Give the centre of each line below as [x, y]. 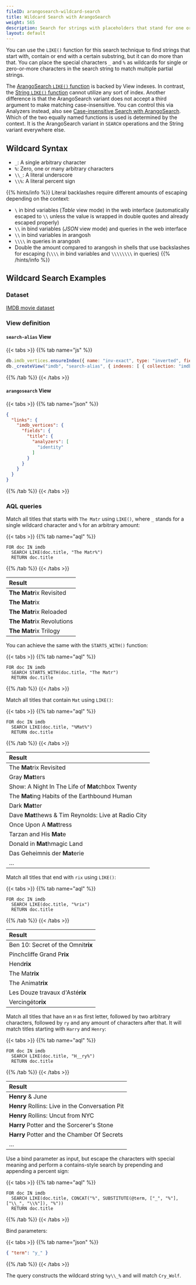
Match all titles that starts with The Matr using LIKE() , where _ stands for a [95, 519]
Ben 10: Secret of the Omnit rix [51, 945]
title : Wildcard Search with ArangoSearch [58, 17]
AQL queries [24, 506]
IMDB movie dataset [30, 308]
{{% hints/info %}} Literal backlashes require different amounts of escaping [97, 192]
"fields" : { [36, 431]
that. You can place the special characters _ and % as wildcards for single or [97, 63]
